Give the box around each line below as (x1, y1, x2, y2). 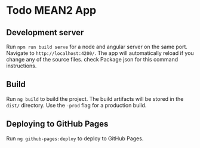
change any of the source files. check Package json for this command (6, 56, 179, 63)
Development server (6, 27, 84, 38)
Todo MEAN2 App (6, 4, 97, 17)
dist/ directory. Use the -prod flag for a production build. (6, 101, 147, 109)
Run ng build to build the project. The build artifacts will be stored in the (6, 95, 184, 102)
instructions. (6, 62, 37, 69)
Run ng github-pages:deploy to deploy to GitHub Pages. (6, 135, 144, 142)
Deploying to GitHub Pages (6, 119, 109, 129)
